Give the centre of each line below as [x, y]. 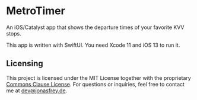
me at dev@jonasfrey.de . [37, 91]
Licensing [25, 64]
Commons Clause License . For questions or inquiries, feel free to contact [96, 84]
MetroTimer [36, 11]
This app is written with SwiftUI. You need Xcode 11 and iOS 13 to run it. [93, 45]
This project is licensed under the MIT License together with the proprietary [99, 78]
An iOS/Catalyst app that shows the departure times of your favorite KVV [95, 27]
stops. [14, 33]
